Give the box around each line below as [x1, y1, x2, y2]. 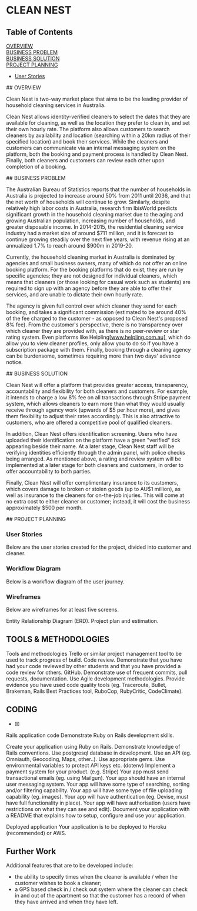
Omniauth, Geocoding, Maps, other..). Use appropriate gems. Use [6, 755, 165, 762]
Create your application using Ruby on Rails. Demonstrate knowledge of [6, 743, 181, 750]
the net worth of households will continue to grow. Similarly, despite [6, 198, 171, 205]
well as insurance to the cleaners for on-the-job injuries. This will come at [6, 492, 185, 499]
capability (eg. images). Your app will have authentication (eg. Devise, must [6, 793, 189, 800]
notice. [6, 359, 23, 365]
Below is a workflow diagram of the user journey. [6, 578, 125, 585]
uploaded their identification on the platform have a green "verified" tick [6, 436, 181, 443]
